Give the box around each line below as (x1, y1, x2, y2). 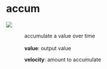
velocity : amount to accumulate (24, 56, 101, 63)
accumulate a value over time (24, 32, 95, 39)
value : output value (24, 44, 71, 51)
